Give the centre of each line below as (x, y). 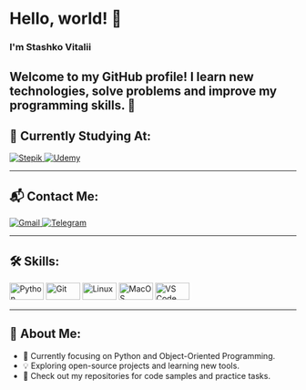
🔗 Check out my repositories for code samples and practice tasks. (147, 375)
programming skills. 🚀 (73, 105)
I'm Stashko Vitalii (51, 47)
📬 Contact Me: (54, 196)
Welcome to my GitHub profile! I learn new (132, 77)
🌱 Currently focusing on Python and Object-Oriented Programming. (149, 355)
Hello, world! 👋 (66, 19)
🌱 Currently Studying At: (81, 136)
